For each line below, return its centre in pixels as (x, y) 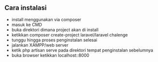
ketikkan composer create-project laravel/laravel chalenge (70, 35)
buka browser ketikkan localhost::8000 (50, 55)
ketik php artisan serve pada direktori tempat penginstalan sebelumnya (82, 50)
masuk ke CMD (27, 25)
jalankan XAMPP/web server (40, 45)
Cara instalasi (26, 8)
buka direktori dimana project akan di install (55, 30)
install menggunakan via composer (46, 19)
